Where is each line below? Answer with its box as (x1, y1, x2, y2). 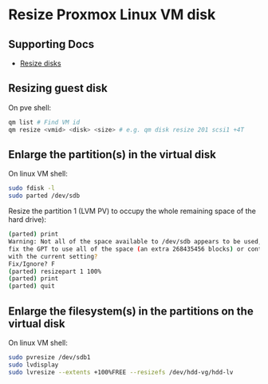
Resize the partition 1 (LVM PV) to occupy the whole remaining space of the (8, 206, 257, 216)
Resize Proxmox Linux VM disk (8, 6, 216, 24)
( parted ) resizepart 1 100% (8, 267, 102, 275)
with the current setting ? (8, 252, 98, 260)
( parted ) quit (8, 282, 56, 291)
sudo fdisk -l (8, 184, 56, 192)
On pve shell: (8, 102, 52, 113)
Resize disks (19, 58, 61, 68)
